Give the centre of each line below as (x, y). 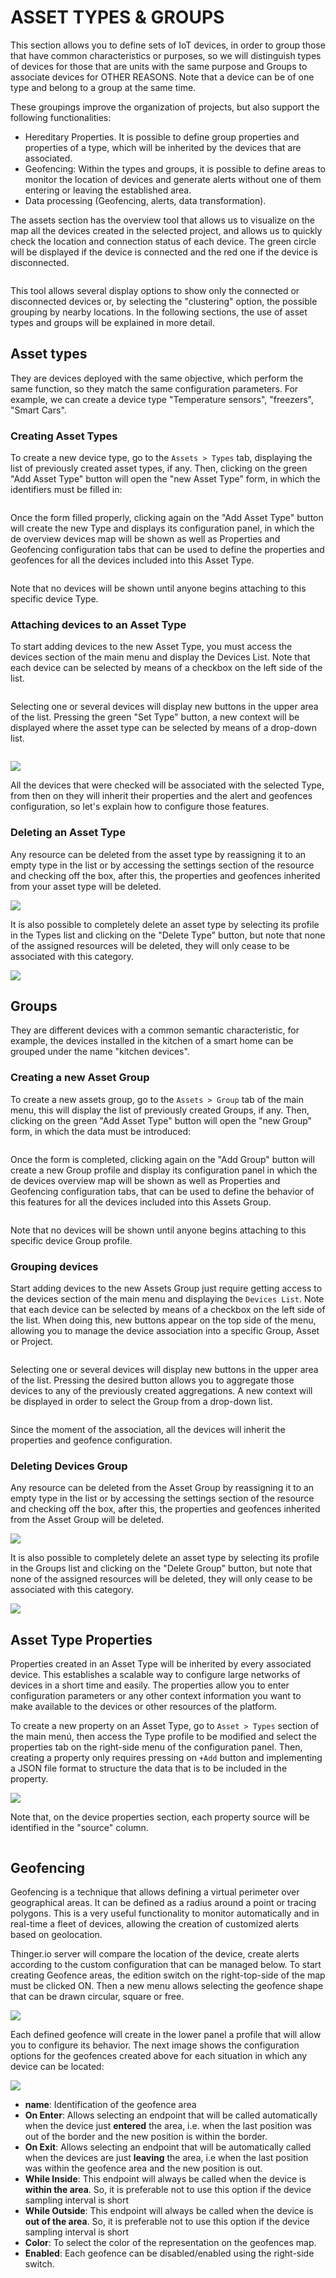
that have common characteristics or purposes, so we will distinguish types (166, 55)
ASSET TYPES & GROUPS (117, 17)
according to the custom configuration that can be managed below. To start (166, 1964)
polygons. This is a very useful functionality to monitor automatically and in (165, 1913)
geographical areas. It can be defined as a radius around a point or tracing (163, 1902)
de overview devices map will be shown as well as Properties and (145, 539)
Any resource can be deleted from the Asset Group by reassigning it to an (162, 1488)
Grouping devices (54, 1266)
